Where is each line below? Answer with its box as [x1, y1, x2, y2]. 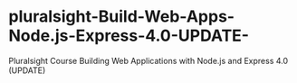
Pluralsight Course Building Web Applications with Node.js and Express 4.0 [8, 55, 289, 66]
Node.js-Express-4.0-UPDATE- [8, 25, 250, 46]
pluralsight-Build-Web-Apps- [8, 6, 235, 27]
